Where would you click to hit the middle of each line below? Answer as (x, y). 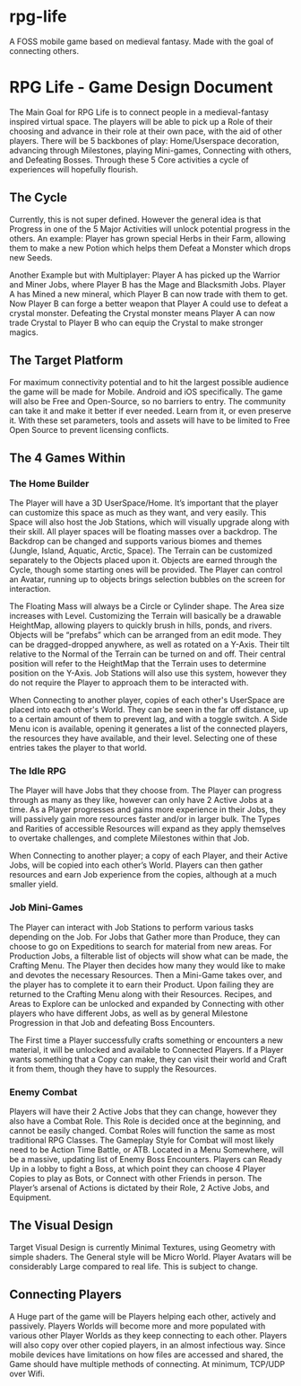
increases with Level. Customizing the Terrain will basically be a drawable (146, 616)
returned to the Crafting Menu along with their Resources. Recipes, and (141, 993)
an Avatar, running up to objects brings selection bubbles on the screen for (147, 579)
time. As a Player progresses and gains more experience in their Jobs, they (148, 809)
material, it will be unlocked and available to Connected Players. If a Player (146, 1049)
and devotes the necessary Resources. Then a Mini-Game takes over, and (146, 975)
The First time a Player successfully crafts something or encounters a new (146, 1040)
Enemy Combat (43, 1091)
